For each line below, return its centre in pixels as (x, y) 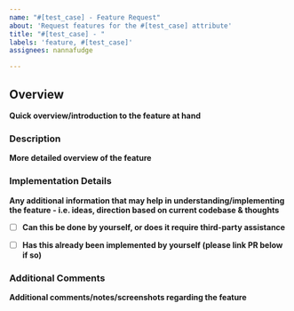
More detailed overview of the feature (80, 158)
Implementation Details (61, 181)
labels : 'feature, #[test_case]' (71, 42)
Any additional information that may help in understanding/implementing (147, 200)
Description (35, 139)
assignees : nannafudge (51, 51)
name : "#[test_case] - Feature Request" (85, 17)
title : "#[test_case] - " (57, 34)
